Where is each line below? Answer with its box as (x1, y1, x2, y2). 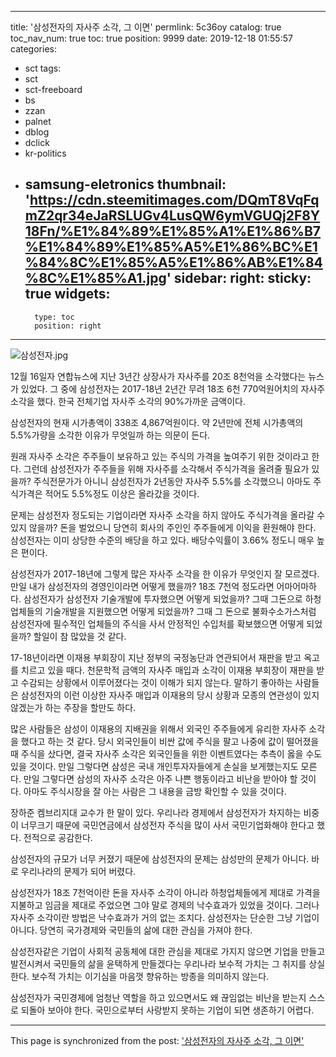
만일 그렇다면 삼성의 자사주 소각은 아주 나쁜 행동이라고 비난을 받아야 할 (23, 772, 298, 785)
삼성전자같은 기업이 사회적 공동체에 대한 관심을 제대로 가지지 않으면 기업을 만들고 (10, 945, 326, 957)
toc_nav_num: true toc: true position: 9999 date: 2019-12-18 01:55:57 (10, 32, 293, 44)
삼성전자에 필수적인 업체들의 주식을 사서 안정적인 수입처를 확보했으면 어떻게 (10, 617, 305, 630)
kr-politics (24, 147, 67, 159)
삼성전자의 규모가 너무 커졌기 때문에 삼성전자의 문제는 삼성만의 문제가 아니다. (10, 852, 310, 865)
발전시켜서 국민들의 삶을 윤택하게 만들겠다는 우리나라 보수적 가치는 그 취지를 (10, 957, 307, 970)
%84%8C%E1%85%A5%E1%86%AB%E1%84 (24, 254, 323, 271)
